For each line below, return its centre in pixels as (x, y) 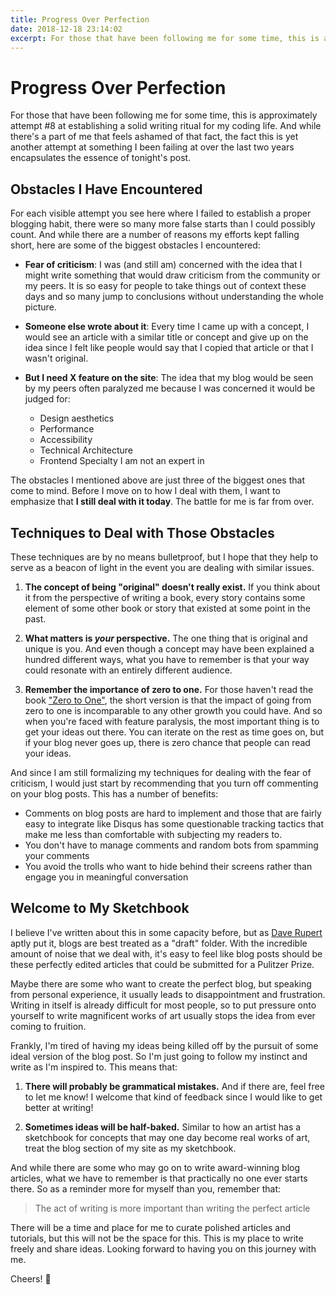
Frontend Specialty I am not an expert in (122, 461)
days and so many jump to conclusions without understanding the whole (174, 297)
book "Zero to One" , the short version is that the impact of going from (168, 700)
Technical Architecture (86, 450)
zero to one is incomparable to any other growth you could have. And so (173, 710)
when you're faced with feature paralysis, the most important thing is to (172, 721)
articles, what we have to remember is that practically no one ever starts (159, 1178)
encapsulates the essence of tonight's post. (101, 158)
